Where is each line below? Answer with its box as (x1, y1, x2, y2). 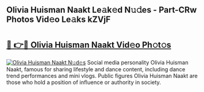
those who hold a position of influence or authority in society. (6, 79, 161, 86)
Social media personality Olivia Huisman (87, 59, 189, 66)
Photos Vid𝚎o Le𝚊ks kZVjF (6, 15, 111, 25)
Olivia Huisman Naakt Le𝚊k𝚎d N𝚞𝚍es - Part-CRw (6, 5, 197, 15)
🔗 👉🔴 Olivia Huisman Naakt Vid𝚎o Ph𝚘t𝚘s (6, 40, 172, 50)
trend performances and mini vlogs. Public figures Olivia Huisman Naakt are (6, 73, 198, 79)
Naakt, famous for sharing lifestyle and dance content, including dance (6, 66, 186, 73)
